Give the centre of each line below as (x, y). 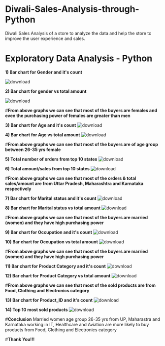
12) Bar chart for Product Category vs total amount (58, 275)
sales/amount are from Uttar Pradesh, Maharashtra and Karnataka (74, 183)
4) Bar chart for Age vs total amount (43, 135)
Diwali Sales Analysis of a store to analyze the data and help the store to (78, 33)
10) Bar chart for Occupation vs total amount (52, 242)
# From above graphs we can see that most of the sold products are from (81, 285)
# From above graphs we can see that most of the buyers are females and (81, 110)
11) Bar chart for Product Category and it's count (55, 266)
